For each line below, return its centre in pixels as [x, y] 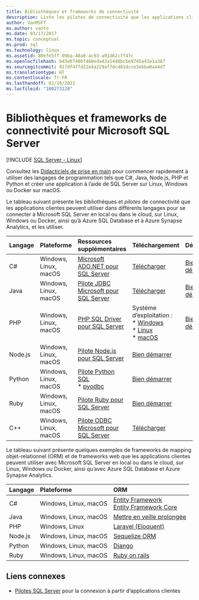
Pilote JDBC [94, 283]
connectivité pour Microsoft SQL [88, 131]
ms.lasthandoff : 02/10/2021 [41, 84]
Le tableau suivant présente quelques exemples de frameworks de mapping [99, 450]
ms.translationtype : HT [36, 72]
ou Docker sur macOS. [34, 190]
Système [145, 308]
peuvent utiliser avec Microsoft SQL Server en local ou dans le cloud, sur [95, 462]
